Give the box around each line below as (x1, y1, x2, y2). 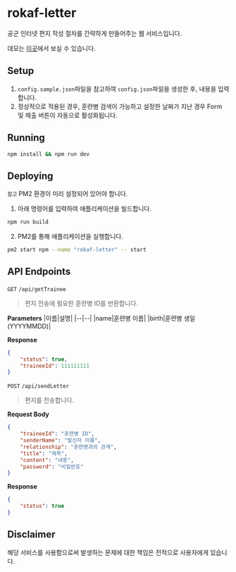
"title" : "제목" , (20, 449, 68, 457)
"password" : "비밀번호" (20, 463, 84, 470)
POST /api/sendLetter (7, 383, 69, 390)
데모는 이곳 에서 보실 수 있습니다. (7, 44, 97, 52)
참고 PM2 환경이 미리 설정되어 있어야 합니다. (7, 189, 128, 198)
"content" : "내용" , (20, 456, 74, 464)
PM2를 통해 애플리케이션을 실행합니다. (17, 232, 123, 241)
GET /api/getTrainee (7, 285, 66, 293)
